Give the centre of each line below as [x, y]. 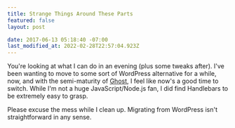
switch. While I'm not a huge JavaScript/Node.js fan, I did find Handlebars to [118, 89]
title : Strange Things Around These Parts [70, 14]
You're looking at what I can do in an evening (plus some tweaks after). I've [116, 66]
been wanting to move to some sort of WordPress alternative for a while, [112, 74]
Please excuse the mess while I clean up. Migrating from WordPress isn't [113, 110]
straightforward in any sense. [49, 117]
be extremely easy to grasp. [48, 96]
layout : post [26, 27]
